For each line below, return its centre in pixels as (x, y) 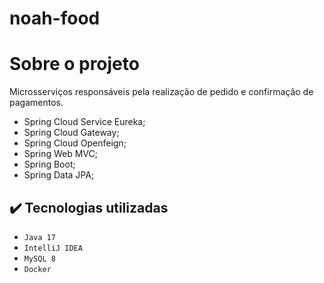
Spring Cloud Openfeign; (75, 143)
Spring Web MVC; (60, 154)
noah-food (55, 18)
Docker (37, 269)
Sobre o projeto (74, 64)
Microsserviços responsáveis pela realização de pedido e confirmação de (161, 92)
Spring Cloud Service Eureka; (84, 122)
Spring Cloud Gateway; (71, 133)
